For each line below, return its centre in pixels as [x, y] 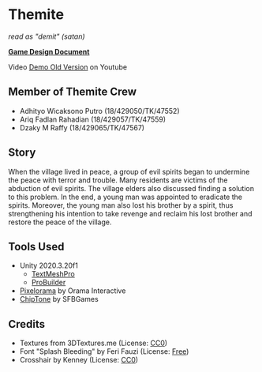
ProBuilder [49, 283]
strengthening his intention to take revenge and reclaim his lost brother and [130, 213]
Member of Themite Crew [72, 92]
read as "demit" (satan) [47, 36]
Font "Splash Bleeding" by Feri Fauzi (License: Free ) [104, 351]
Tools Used [36, 246]
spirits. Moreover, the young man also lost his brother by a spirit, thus [121, 205]
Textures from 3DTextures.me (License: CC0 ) [94, 343]
